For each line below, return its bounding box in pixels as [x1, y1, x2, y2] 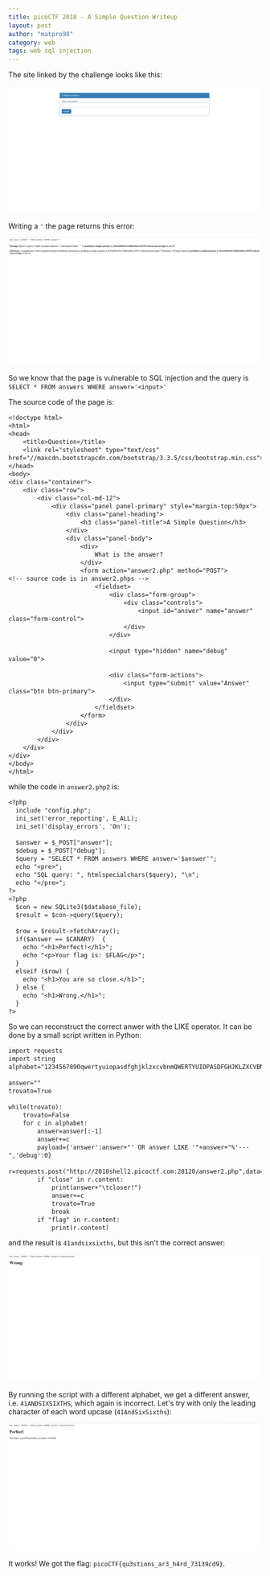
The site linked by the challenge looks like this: [8, 70, 163, 80]
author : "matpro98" [8, 30, 74, 38]
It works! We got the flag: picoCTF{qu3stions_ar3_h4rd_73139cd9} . [8, 1559, 226, 1569]
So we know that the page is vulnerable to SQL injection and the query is [8, 373, 249, 383]
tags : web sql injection [8, 47, 92, 56]
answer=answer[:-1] [37, 1127, 103, 1136]
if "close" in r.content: [37, 1175, 125, 1184]
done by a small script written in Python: [8, 1031, 142, 1040]
